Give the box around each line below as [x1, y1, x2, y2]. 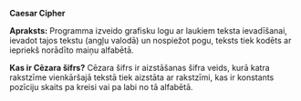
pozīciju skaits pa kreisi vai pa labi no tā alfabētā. [9, 82, 193, 92]
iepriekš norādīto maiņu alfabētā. [9, 45, 134, 56]
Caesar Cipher [9, 8, 66, 18]
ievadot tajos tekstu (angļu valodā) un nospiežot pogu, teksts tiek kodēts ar [9, 35, 292, 45]
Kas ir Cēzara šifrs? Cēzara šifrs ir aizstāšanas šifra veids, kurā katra [9, 63, 271, 73]
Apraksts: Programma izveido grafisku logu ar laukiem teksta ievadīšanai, [9, 25, 287, 35]
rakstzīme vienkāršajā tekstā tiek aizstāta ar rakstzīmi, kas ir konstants [9, 72, 275, 83]
